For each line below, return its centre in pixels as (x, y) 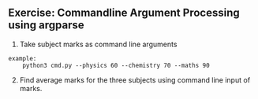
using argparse (46, 26)
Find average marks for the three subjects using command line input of (135, 80)
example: (22, 58)
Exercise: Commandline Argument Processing (124, 13)
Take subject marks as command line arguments (98, 44)
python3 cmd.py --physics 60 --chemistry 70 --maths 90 (116, 65)
